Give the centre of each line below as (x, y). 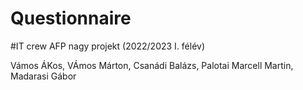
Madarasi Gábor (43, 76)
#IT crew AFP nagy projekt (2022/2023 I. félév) (108, 46)
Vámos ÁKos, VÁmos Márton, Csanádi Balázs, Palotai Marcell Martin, (152, 65)
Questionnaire (71, 18)
